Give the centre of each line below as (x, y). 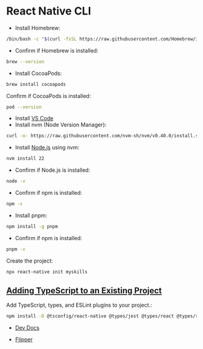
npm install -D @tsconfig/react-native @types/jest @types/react (90, 316)
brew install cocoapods (36, 84)
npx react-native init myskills (47, 272)
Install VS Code (34, 119)
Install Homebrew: (37, 28)
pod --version (24, 107)
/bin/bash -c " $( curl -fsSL (42, 39)
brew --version (25, 62)
